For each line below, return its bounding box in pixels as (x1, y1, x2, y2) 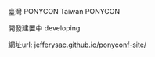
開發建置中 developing (8, 23, 81, 33)
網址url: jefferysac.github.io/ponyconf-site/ (8, 40, 147, 49)
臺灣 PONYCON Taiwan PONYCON (8, 7, 121, 16)
